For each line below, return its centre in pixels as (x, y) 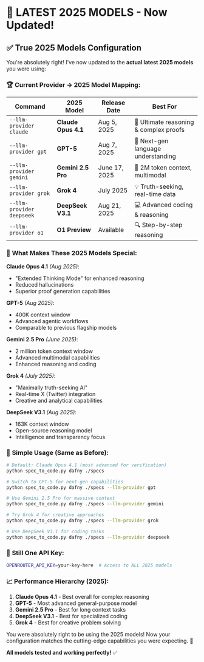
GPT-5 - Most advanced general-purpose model (76, 603)
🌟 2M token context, (163, 168)
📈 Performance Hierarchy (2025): (58, 581)
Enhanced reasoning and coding (56, 364)
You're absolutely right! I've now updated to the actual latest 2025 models (100, 62)
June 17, (111, 168)
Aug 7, (107, 145)
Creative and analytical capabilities (59, 400)
